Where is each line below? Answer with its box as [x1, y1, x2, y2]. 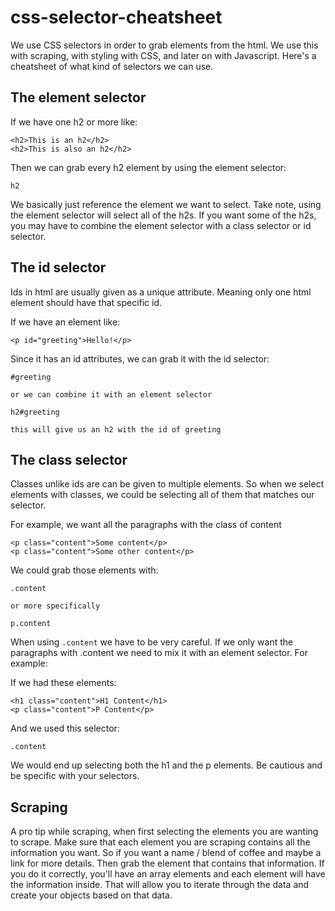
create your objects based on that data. [10, 889, 173, 901]
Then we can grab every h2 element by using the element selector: [10, 161, 287, 173]
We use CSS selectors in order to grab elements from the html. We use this [10, 39, 319, 51]
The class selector [10, 451, 128, 468]
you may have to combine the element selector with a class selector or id [10, 219, 312, 231]
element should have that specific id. [10, 296, 163, 308]
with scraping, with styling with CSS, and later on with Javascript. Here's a [10, 49, 317, 61]
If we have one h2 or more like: [10, 116, 138, 128]
